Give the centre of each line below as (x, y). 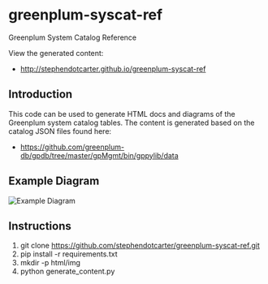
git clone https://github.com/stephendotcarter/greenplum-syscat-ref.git (140, 246)
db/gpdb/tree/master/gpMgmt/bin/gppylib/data (99, 155)
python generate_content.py (67, 271)
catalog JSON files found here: (60, 131)
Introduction (41, 95)
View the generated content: (56, 53)
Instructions (40, 226)
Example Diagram (54, 181)
